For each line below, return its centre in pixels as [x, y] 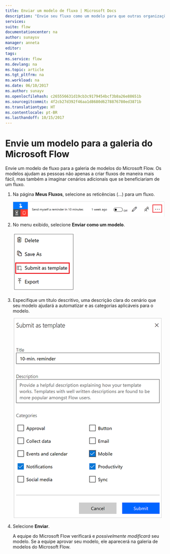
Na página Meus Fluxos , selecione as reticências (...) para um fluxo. [84, 194]
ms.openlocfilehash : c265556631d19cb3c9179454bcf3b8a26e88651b [73, 96]
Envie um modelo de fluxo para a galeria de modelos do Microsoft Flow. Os [83, 168]
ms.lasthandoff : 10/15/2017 [35, 118]
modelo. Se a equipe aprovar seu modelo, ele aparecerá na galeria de [85, 542]
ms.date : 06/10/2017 [27, 86]
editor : [13, 48]
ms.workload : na [22, 80]
